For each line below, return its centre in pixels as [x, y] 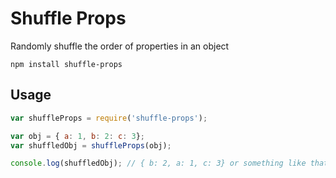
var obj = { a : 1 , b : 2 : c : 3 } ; [78, 136]
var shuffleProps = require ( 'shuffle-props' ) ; [109, 118]
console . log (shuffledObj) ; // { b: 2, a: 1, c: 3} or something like [158, 163]
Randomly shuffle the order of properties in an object [120, 46]
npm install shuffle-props [66, 64]
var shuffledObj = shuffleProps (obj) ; [91, 145]
